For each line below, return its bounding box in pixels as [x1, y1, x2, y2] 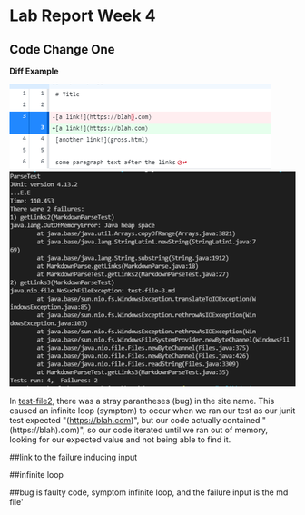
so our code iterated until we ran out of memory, [86, 424, 268, 436]
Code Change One [9, 42, 115, 57]
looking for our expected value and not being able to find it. [9, 434, 231, 445]
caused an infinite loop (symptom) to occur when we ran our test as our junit [9, 405, 296, 416]
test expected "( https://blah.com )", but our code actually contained [9, 415, 261, 426]
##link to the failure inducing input [9, 451, 138, 463]
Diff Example [9, 65, 59, 76]
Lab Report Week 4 [9, 5, 156, 26]
